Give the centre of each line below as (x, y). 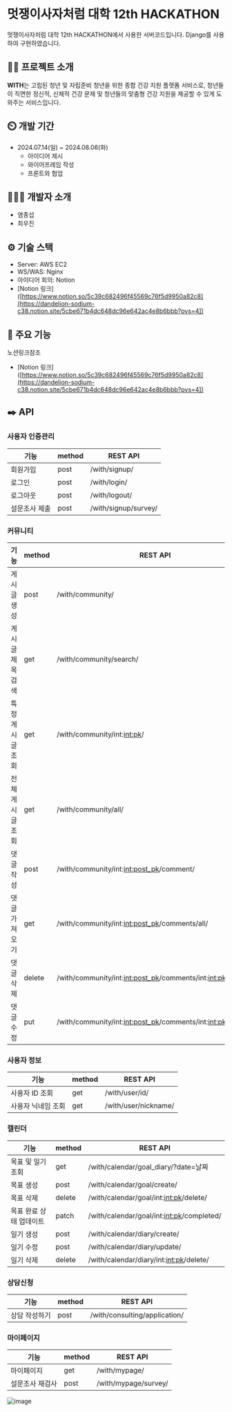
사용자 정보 (25, 1060)
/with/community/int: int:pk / (100, 734)
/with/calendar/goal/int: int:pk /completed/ (155, 1215)
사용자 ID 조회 (32, 1094)
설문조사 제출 (31, 508)
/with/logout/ (111, 495)
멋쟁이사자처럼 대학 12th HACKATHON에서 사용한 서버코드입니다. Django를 (109, 35)
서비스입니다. (43, 102)
